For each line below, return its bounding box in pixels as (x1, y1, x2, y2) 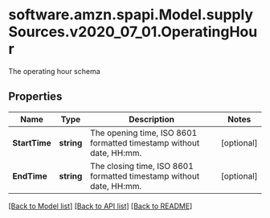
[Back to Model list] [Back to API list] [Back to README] (8, 201, 193, 211)
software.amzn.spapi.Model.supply (8, 6, 254, 24)
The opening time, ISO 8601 (89, 127, 198, 138)
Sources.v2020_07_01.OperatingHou (8, 23, 258, 41)
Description (128, 113, 175, 125)
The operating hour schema (8, 66, 100, 76)
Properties (8, 90, 63, 104)
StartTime (12, 137, 51, 148)
